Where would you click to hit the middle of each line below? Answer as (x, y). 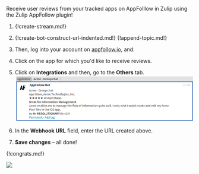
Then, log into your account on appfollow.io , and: (75, 49)
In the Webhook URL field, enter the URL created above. (84, 131)
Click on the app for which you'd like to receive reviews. (83, 61)
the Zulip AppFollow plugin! (40, 15)
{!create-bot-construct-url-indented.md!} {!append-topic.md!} (91, 38)
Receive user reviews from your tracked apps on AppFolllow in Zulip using (97, 9)
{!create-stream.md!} (41, 26)
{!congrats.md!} (26, 153)
